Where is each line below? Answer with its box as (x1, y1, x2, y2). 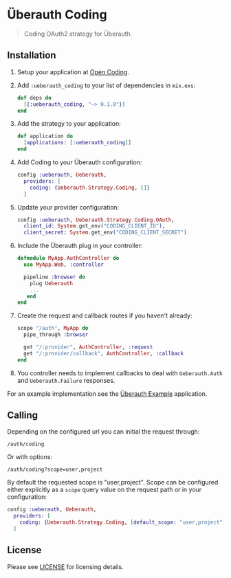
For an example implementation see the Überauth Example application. (7, 389, 208, 398)
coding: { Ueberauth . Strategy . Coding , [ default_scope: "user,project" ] (19, 519, 226, 526)
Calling (7, 410, 38, 421)
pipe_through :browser (23, 331, 89, 338)
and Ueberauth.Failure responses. (16, 376, 115, 384)
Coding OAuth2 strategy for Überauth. (23, 30, 133, 38)
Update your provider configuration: (16, 203, 120, 211)
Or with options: (7, 453, 53, 461)
